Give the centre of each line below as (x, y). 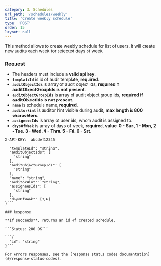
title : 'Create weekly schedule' (39, 18)
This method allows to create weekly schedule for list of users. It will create (80, 46)
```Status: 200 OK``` (27, 229)
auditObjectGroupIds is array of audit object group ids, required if (78, 95)
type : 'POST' (18, 23)
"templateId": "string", (34, 149)
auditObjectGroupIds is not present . (49, 90)
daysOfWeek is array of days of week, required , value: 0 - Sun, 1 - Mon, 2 (84, 126)
